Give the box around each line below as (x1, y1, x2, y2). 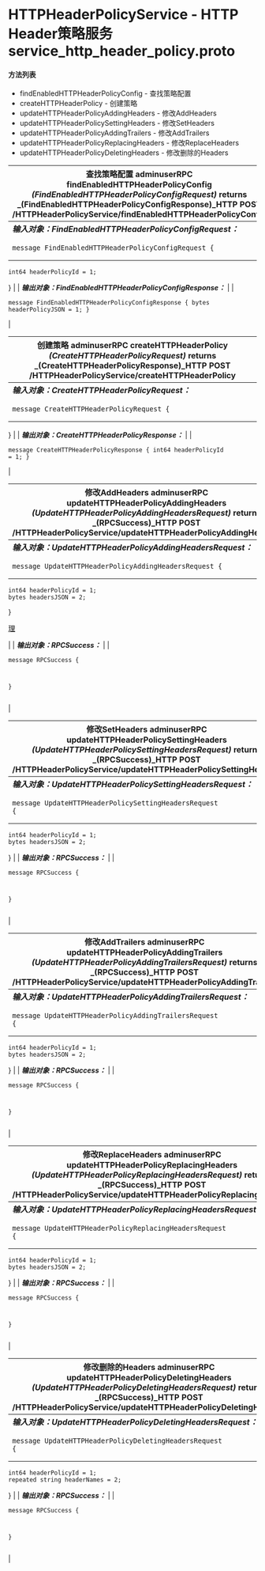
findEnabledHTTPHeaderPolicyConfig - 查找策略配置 (19, 89, 192, 98)
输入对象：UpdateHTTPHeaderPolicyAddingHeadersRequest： (12, 542, 253, 553)
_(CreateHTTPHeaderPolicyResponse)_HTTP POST (34, 360, 231, 371)
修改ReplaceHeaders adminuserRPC (82, 1149, 222, 1160)
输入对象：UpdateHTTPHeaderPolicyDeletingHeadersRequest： (12, 1416, 258, 1427)
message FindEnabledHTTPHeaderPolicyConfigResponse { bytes (8, 299, 211, 307)
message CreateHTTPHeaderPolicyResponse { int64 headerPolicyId (8, 446, 224, 454)
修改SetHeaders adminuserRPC (86, 724, 207, 735)
